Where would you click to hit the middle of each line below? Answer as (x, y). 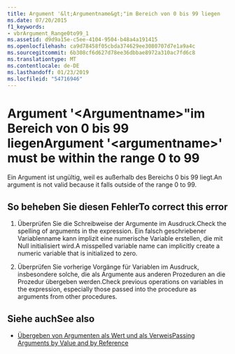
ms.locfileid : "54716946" (45, 79)
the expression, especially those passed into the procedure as (107, 289)
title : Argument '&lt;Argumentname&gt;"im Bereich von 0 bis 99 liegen (114, 14)
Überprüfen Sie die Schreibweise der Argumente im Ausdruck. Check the (122, 224)
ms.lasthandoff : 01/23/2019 (48, 72)
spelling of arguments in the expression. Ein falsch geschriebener (112, 231)
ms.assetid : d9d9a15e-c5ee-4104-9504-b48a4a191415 (83, 40)
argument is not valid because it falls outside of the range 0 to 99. (102, 185)
